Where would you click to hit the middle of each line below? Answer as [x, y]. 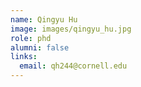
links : [24, 57]
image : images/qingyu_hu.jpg [71, 29]
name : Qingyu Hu [44, 19]
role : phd [31, 38]
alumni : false [40, 47]
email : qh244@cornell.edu [73, 66]
